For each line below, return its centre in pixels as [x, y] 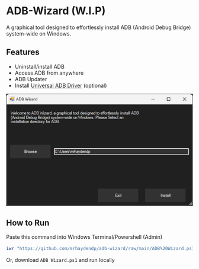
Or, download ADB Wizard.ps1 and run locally [60, 260]
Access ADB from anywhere [49, 73]
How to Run [28, 222]
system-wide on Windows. [39, 33]
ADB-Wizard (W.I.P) [56, 11]
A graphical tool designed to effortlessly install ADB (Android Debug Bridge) [99, 27]
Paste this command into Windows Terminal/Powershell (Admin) [84, 237]
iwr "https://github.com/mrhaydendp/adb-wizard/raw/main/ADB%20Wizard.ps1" [102, 248]
